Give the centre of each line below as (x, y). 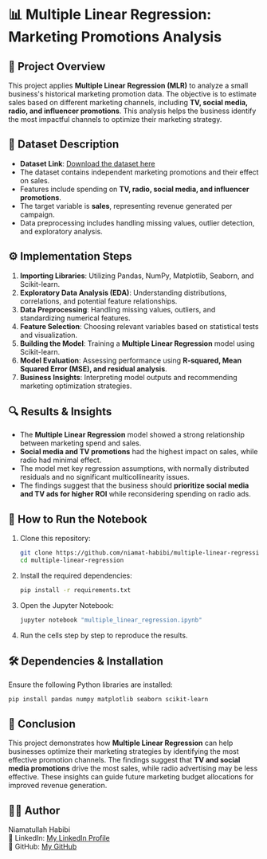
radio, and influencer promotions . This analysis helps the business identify (132, 111)
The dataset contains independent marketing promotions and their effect (139, 172)
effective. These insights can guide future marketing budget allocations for (131, 777)
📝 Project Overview (57, 67)
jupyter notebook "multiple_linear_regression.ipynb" (111, 620)
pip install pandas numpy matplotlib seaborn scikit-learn (108, 699)
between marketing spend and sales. (80, 443)
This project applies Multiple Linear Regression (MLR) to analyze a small (128, 85)
